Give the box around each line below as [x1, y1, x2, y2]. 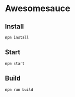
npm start [5, 61, 25, 66]
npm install [5, 35, 29, 40]
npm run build [5, 87, 34, 92]
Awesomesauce [5, 3, 71, 14]
